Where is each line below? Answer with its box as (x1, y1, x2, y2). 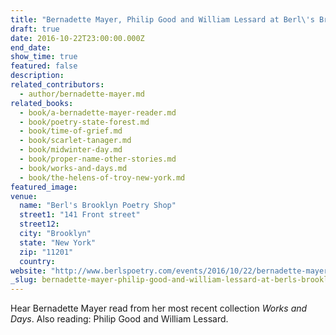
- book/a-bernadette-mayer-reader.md (19, 107, 177, 118)
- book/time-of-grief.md (19, 126, 123, 136)
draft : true (10, 24, 60, 34)
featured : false (10, 61, 78, 71)
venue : (10, 191, 38, 201)
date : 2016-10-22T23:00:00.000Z (10, 33, 145, 43)
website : (10, 266, 47, 276)
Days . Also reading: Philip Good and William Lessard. (10, 313, 229, 325)
